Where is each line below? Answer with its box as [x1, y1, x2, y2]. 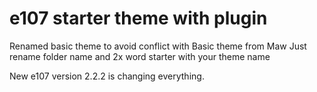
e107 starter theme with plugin [9, 7, 268, 30]
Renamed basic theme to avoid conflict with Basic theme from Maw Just [9, 40, 307, 52]
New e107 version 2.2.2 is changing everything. [9, 70, 205, 82]
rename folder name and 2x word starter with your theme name [9, 50, 271, 62]
